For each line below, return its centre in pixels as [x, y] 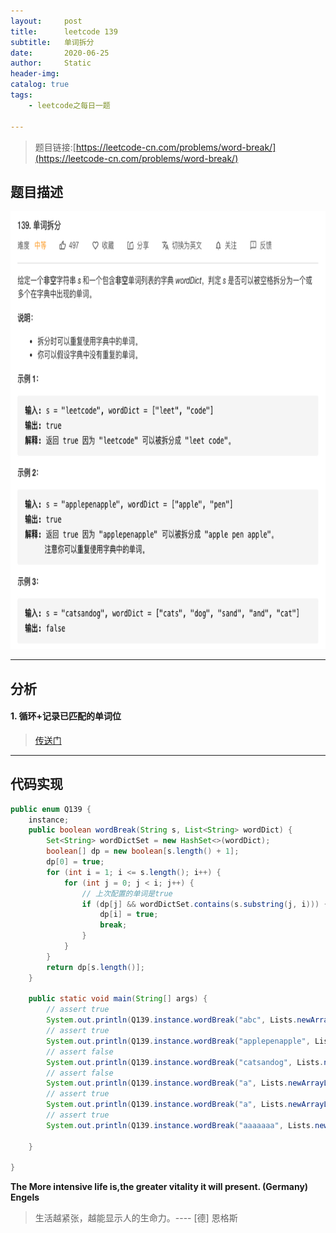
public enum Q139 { [51, 809]
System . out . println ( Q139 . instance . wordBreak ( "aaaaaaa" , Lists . [180, 1125]
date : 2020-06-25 [60, 53]
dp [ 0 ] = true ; [75, 862]
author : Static [51, 63]
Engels [25, 1197]
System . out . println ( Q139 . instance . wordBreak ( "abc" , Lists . [172, 1020]
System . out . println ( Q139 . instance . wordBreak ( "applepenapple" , [178, 1041]
